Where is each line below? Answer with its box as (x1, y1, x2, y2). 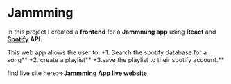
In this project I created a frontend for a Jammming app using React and (7, 28, 216, 36)
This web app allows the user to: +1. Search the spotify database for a (7, 48, 207, 56)
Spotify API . (7, 34, 43, 43)
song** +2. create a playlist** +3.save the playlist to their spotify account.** (7, 55, 225, 63)
